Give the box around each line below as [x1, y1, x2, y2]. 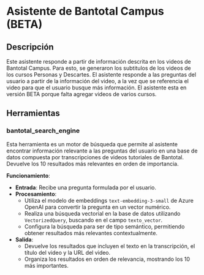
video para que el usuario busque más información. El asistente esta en [6, 84, 187, 91]
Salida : [15, 236, 34, 243]
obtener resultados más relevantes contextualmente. [24, 229, 158, 236]
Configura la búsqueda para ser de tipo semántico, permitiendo [24, 222, 185, 230]
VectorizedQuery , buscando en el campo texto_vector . [24, 216, 163, 224]
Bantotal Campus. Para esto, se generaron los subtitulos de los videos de [6, 64, 191, 72]
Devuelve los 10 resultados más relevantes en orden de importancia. [6, 160, 179, 167]
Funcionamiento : [6, 171, 50, 179]
